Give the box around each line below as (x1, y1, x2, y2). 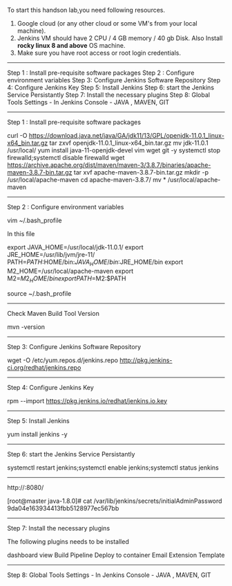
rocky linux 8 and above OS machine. (17, 42, 126, 49)
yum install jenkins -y (7, 429, 68, 438)
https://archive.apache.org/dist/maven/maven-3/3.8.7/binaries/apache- (7, 161, 211, 169)
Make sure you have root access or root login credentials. (17, 48, 182, 57)
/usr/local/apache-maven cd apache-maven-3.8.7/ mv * (7, 176, 167, 184)
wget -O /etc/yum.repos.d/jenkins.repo (7, 356, 119, 364)
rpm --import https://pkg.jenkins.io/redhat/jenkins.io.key (7, 396, 168, 405)
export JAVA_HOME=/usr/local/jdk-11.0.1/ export (7, 243, 144, 251)
